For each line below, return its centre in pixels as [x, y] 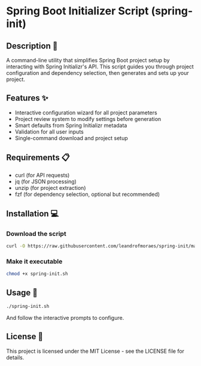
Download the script [36, 234]
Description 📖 [32, 46]
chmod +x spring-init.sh [37, 274]
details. [15, 357]
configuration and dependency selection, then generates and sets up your [98, 73]
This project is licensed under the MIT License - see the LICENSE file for [95, 351]
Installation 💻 [33, 214]
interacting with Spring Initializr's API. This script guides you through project [100, 66]
